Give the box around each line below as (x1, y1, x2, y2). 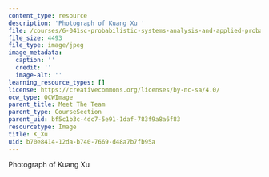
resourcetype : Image (8, 123, 78, 131)
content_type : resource (8, 11, 88, 20)
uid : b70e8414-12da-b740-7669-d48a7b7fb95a (8, 137, 156, 146)
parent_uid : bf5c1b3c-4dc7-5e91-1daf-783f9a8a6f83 (8, 116, 181, 124)
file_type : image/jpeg (8, 41, 84, 49)
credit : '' (15, 64, 52, 72)
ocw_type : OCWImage (8, 93, 74, 101)
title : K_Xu (8, 130, 48, 138)
